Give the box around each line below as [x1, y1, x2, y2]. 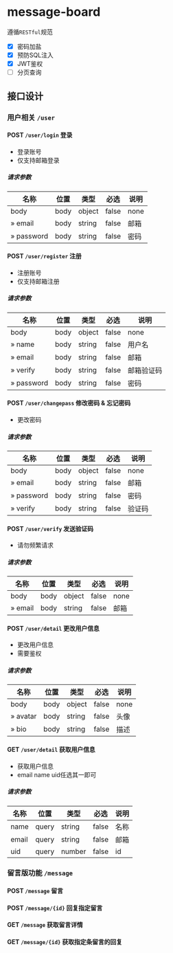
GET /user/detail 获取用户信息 [7, 745, 95, 753]
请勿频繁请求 [16, 541, 54, 550]
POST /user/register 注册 [7, 252, 82, 260]
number [60, 847, 86, 856]
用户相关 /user [7, 113, 56, 122]
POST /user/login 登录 [7, 131, 73, 139]
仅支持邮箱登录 [16, 156, 60, 164]
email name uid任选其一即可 [16, 770, 97, 778]
